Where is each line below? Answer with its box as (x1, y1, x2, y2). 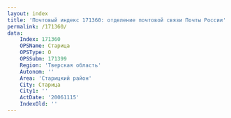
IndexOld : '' (20, 101, 58, 108)
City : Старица (20, 81, 61, 88)
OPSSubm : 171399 (20, 56, 68, 62)
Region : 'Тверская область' (20, 62, 101, 69)
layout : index (7, 10, 49, 17)
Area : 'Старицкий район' (20, 74, 92, 82)
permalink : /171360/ (7, 23, 68, 30)
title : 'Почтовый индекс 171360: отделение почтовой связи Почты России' (7, 17, 227, 24)
